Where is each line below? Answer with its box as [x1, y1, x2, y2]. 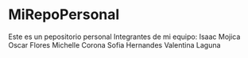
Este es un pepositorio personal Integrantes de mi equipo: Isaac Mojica [8, 32, 241, 41]
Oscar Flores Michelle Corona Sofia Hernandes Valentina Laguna [8, 40, 221, 49]
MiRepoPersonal [8, 6, 120, 24]
